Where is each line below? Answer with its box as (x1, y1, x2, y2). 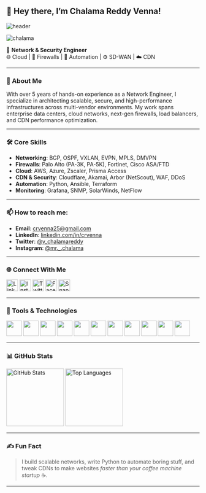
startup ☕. (21, 471, 48, 479)
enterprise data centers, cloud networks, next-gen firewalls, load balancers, (6, 110, 198, 117)
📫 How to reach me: (6, 208, 69, 217)
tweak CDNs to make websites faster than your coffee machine (21, 464, 182, 472)
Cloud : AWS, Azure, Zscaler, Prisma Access (15, 167, 127, 175)
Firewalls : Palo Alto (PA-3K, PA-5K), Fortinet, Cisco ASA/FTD (15, 161, 170, 168)
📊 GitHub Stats (6, 352, 53, 360)
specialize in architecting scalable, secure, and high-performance (6, 97, 173, 104)
